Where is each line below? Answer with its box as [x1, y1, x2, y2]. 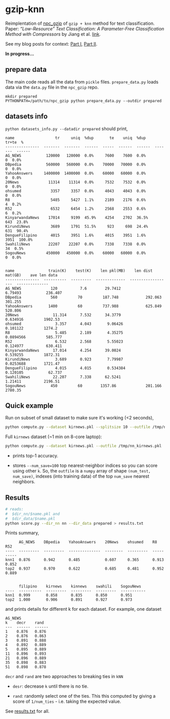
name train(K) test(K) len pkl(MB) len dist [5, 268, 153, 273]
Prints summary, [5, 530, 39, 536]
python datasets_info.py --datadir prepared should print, [5, 125, 128, 132]
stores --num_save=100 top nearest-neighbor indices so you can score [12, 462, 158, 469]
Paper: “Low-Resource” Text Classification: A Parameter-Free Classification [5, 25, 164, 31]
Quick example [5, 401, 54, 410]
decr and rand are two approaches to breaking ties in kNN [5, 673, 123, 680]
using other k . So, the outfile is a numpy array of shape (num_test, [12, 468, 151, 474]
